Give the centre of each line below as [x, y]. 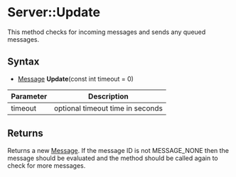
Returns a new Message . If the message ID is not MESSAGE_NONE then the [118, 150]
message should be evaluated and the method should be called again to [113, 158]
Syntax [23, 62]
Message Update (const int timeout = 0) [75, 79]
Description [108, 96]
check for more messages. [47, 165]
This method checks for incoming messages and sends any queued [107, 32]
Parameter [29, 96]
